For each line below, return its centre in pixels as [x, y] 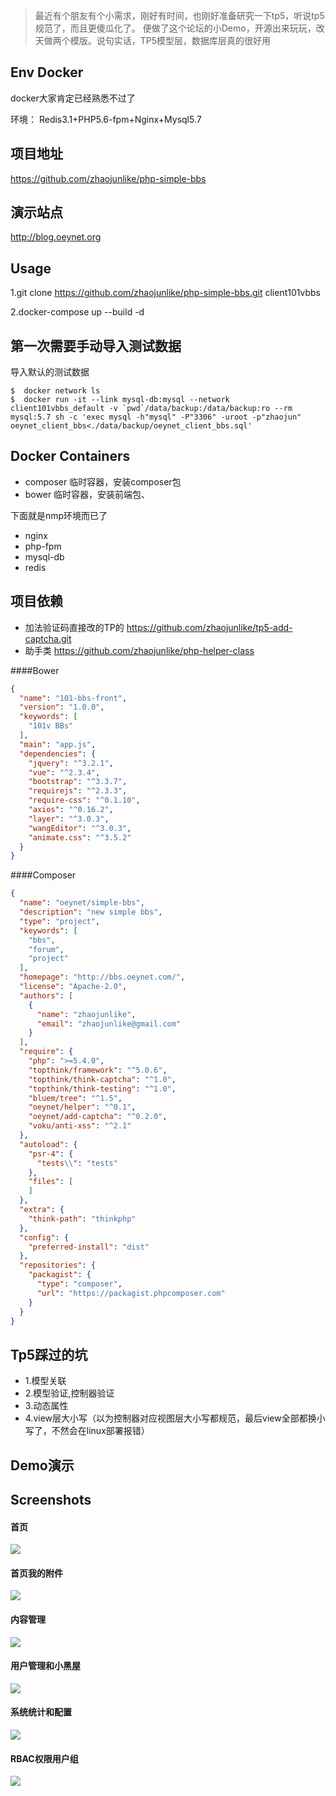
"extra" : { [42, 1210]
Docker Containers [70, 456]
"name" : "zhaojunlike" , [86, 1014]
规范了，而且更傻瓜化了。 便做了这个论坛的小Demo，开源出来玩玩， [175, 28]
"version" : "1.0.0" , [62, 707]
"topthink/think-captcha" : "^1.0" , [102, 1079]
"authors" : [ [46, 995]
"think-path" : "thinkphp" [82, 1219]
